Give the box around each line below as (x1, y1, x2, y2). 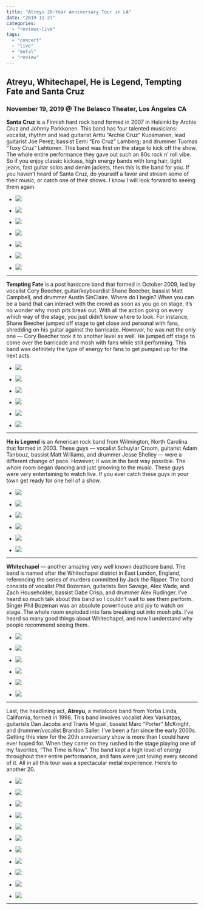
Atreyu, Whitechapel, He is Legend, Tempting (6, 77, 182, 87)
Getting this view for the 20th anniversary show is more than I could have (6, 733, 189, 741)
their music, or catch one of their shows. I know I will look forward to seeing (6, 177, 196, 184)
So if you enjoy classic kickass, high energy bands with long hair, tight (6, 157, 182, 165)
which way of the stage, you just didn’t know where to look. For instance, (6, 313, 189, 321)
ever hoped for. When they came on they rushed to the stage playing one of (6, 740, 196, 747)
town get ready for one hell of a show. (6, 477, 101, 485)
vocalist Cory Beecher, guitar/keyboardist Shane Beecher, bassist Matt (6, 287, 183, 294)
